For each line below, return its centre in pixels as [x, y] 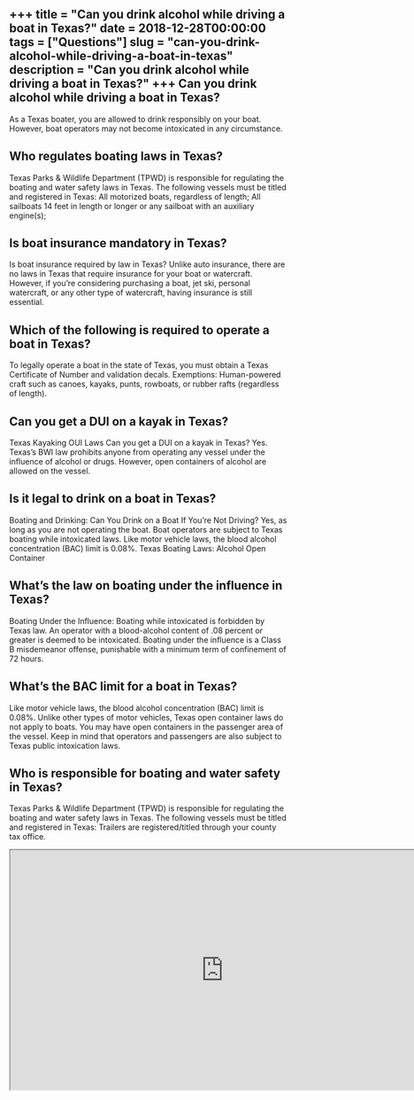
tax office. [27, 837]
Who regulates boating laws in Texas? [116, 156]
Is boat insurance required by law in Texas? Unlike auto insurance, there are [147, 264]
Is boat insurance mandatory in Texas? [118, 243]
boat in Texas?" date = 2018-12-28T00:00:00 [138, 29]
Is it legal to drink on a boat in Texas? [113, 499]
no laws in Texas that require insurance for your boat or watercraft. [131, 274]
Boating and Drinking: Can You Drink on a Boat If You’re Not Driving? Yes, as [148, 520]
